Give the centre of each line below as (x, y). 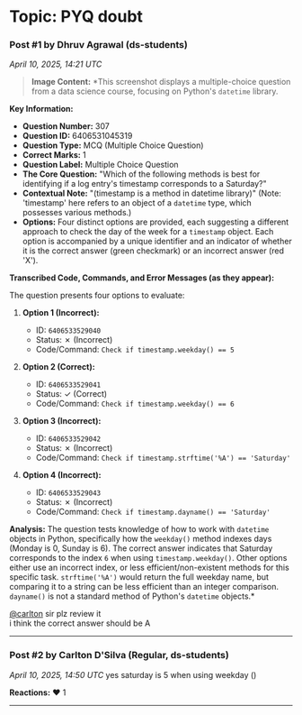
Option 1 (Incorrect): (61, 313)
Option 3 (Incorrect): (62, 421)
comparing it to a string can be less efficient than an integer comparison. (144, 587)
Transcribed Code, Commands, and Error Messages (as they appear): (142, 278)
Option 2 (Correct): (59, 367)
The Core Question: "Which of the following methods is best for (141, 174)
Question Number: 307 (66, 126)
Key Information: (41, 109)
